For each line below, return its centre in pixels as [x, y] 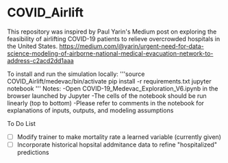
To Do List [21, 123]
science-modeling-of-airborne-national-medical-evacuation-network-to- [110, 53]
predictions [33, 153]
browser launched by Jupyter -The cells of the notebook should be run [107, 96]
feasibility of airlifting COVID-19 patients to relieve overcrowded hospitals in [114, 38]
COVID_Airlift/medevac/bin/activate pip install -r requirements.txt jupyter [109, 81]
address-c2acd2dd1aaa [40, 60]
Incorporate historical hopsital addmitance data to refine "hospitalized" [117, 145]
